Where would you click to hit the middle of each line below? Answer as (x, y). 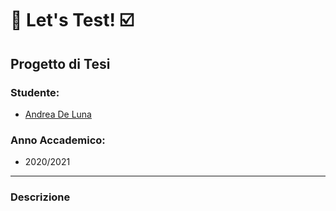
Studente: (35, 92)
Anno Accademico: (58, 140)
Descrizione (40, 197)
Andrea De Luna (58, 114)
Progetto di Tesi (60, 63)
